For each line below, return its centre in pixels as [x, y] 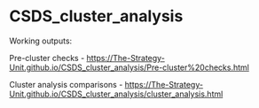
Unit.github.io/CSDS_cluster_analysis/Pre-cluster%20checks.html [129, 67]
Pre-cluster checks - [47, 58]
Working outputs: [41, 41]
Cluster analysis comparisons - [66, 84]
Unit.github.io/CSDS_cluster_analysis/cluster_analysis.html [116, 94]
